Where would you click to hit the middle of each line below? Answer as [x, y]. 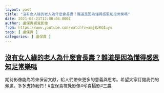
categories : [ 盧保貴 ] [28, 37]
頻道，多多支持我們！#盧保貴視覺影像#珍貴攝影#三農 [58, 85]
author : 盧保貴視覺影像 [27, 23]
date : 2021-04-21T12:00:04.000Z [38, 19]
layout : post [18, 9]
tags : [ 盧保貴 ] [21, 32]
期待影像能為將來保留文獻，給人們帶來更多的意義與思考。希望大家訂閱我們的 [82, 79]
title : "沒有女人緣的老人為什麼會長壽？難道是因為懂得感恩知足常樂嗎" [68, 14]
